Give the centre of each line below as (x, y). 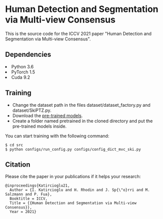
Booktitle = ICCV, (29, 199)
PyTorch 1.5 (23, 72)
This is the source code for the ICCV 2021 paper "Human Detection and (78, 33)
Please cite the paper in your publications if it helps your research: (73, 177)
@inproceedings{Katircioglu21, (38, 186)
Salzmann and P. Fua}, (29, 195)
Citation (18, 164)
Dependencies (28, 55)
